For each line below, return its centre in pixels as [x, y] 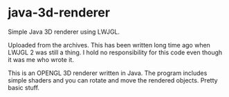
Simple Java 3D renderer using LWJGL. [64, 32]
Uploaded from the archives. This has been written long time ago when [109, 45]
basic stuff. [24, 87]
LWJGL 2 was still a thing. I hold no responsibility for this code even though [115, 52]
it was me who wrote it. [41, 59]
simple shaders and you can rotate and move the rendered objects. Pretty [113, 80]
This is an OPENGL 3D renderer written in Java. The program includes [108, 73]
